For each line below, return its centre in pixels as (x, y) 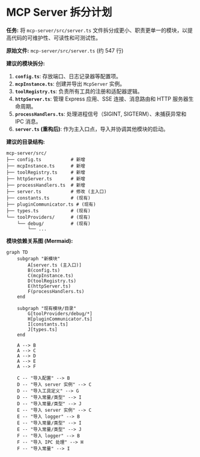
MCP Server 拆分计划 (59, 12)
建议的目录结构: (26, 142)
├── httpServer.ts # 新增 (46, 178)
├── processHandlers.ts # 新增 (46, 185)
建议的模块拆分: (26, 63)
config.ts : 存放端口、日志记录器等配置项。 (68, 76)
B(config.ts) (44, 270)
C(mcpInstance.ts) (51, 276)
